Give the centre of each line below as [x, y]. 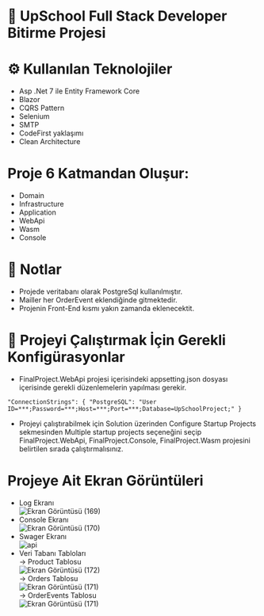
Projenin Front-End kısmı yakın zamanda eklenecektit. [107, 308]
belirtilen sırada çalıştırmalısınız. [71, 449]
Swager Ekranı [42, 536]
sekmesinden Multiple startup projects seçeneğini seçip [110, 432]
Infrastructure [41, 204]
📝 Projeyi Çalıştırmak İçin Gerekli [117, 340]
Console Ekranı [44, 519]
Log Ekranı [36, 503]
